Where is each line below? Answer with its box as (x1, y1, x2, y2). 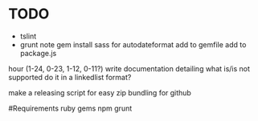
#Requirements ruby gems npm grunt (8, 103, 133, 113)
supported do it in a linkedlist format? (8, 72, 132, 82)
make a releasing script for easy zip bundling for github (8, 87, 191, 97)
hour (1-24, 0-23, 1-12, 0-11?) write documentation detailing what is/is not (8, 63, 251, 73)
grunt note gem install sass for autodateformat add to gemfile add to (19, 39, 247, 49)
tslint (19, 31, 37, 41)
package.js (19, 48, 57, 58)
